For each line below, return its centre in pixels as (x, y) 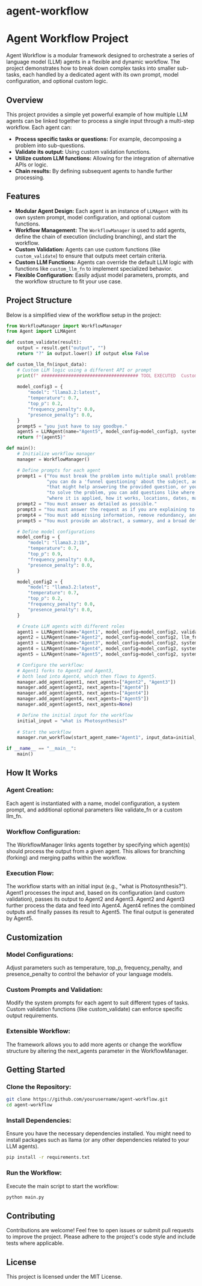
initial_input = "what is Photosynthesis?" (72, 721)
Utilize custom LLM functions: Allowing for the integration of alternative (104, 158)
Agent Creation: (30, 790)
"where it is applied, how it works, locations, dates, (118, 499)
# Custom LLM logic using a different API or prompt (84, 370)
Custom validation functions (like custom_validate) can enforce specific (94, 1009)
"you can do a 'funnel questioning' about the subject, (118, 481)
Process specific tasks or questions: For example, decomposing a (98, 139)
